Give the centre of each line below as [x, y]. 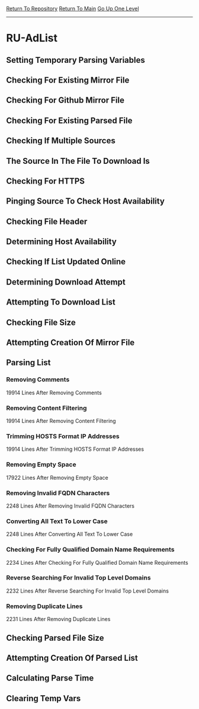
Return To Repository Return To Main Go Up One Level [73, 9]
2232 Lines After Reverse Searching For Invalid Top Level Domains [87, 591]
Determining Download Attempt [66, 282]
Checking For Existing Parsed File [69, 120]
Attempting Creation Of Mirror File [70, 343]
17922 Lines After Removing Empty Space [57, 477]
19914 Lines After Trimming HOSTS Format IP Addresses [75, 449]
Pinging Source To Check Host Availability [85, 201]
